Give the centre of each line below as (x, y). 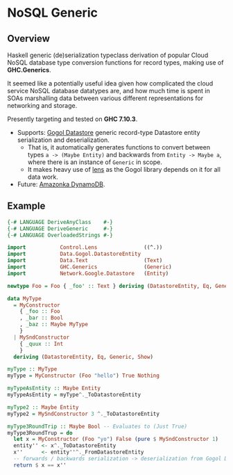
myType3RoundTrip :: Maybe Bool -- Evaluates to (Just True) (97, 426)
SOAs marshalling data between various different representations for (105, 98)
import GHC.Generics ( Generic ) (89, 267)
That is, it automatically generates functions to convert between (119, 147)
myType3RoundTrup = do (40, 433)
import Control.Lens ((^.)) (85, 248)
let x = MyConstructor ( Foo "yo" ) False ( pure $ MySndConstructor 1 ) (116, 440)
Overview (29, 39)
